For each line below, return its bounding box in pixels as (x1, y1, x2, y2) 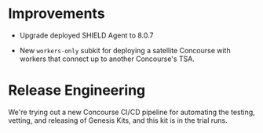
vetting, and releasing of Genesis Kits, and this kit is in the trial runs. (8, 115, 228, 125)
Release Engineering (8, 81, 146, 99)
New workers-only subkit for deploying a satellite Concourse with (19, 45, 231, 55)
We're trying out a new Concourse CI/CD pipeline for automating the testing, (8, 107, 255, 117)
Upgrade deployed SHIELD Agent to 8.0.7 (19, 31, 155, 40)
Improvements (8, 5, 105, 23)
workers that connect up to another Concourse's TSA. (19, 54, 195, 63)
